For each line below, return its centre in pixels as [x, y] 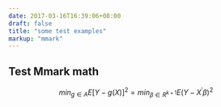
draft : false [30, 24]
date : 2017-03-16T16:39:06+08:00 [65, 16]
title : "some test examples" [57, 31]
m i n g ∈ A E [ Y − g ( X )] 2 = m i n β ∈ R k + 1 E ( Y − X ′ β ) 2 [136, 92]
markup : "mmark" [36, 39]
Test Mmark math [54, 71]
